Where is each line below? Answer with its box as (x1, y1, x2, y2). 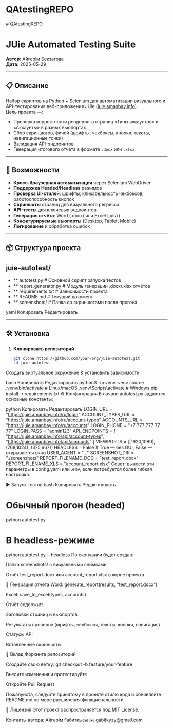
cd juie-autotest (13, 360, 51, 366)
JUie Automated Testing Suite (6, 39, 136, 50)
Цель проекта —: (6, 109, 43, 115)
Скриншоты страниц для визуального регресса (13, 201, 120, 207)
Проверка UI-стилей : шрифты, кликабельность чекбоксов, (13, 190, 144, 197)
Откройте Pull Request (6, 681, 54, 687)
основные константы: (6, 396, 53, 402)
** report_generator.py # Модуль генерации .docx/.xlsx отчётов (13, 282, 150, 289)
